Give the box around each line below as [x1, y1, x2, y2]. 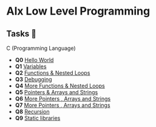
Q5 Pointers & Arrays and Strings [15, 89, 98, 95]
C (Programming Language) [6, 44, 76, 52]
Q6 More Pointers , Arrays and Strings [15, 95, 111, 102]
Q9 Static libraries [15, 114, 61, 122]
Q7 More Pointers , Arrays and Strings [15, 101, 110, 109]
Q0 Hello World [15, 57, 54, 63]
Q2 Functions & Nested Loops [15, 69, 90, 77]
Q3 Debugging [15, 76, 53, 83]
